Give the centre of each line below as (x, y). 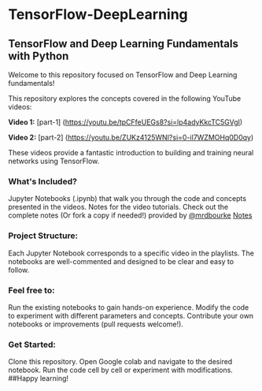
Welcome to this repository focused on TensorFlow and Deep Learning (123, 75)
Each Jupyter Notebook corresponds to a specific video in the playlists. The (131, 253)
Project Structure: (43, 236)
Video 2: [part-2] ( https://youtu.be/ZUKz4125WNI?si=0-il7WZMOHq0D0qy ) (131, 137)
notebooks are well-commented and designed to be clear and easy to (121, 261)
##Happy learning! (39, 378)
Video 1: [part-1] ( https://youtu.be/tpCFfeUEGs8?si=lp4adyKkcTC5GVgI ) (125, 122)
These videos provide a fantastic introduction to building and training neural (131, 153)
